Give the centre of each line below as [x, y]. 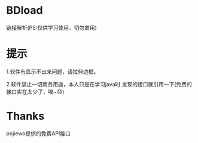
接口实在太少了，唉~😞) [35, 91]
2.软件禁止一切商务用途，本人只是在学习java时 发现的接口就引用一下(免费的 [99, 84]
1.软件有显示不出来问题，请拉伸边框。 [53, 71]
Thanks [25, 116]
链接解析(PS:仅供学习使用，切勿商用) [52, 27]
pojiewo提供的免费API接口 [38, 133]
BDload [25, 10]
